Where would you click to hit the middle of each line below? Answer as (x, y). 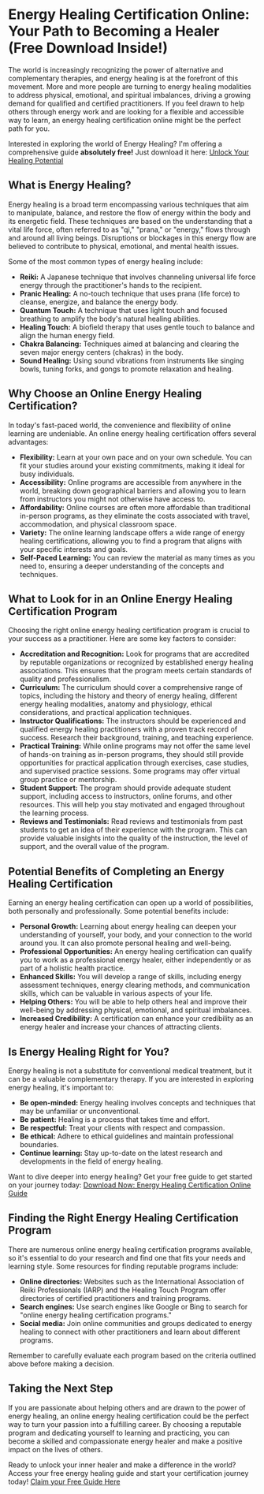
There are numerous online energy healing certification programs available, (130, 1249)
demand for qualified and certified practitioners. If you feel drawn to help (126, 103)
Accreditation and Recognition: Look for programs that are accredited (134, 654)
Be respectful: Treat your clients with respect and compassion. (122, 1128)
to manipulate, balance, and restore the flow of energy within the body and (129, 212)
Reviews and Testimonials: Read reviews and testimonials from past (131, 822)
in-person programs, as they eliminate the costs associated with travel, (135, 516)
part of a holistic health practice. (73, 968)
